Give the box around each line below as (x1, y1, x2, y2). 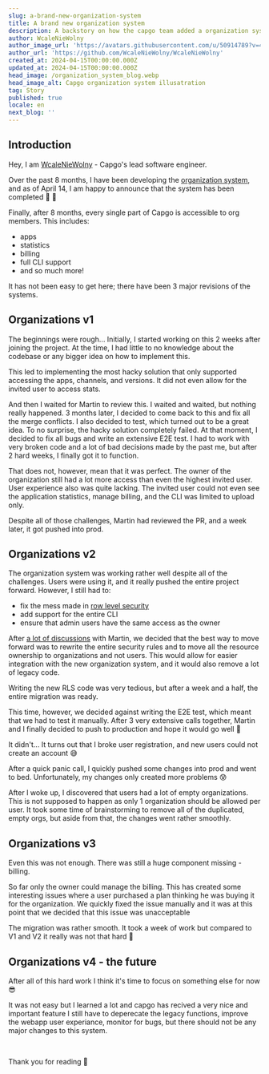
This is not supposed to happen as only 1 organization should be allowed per (8, 797, 261, 806)
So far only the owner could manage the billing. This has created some (8, 882, 242, 892)
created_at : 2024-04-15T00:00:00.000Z (8, 57, 138, 65)
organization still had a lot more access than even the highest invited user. (8, 474, 253, 484)
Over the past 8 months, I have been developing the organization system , (8, 175, 251, 184)
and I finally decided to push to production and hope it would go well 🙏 (8, 725, 242, 734)
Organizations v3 (8, 837, 96, 850)
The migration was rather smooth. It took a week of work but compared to (8, 923, 252, 933)
